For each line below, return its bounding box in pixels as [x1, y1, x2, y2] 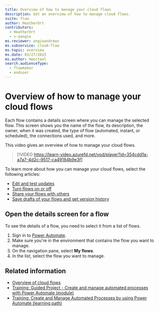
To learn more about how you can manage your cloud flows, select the [5, 166, 146, 172]
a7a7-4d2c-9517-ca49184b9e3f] [16, 156, 83, 162]
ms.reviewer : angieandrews [5, 39, 59, 44]
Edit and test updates [12, 180, 55, 187]
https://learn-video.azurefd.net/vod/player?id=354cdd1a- [33, 151, 148, 157]
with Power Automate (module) [12, 290, 74, 296]
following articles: [5, 171, 41, 177]
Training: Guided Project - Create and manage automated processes [12, 285, 148, 291]
